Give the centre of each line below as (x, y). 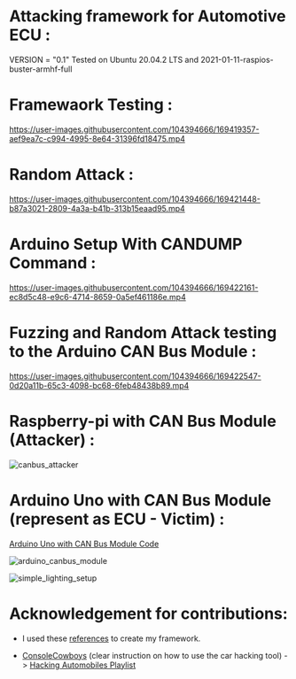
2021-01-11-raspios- (238, 59)
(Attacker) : (52, 440)
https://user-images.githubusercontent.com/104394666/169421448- (135, 199)
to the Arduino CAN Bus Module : (133, 351)
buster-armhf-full (41, 69)
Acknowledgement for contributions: (148, 613)
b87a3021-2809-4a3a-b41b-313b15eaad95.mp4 (97, 208)
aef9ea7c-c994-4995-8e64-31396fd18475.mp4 (97, 138)
